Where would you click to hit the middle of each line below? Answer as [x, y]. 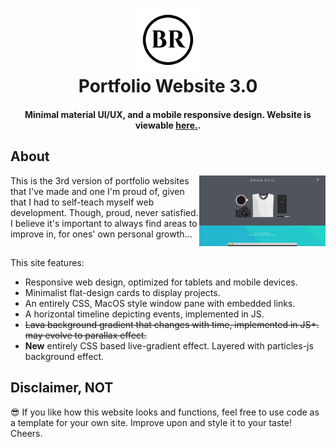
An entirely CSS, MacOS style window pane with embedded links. [160, 303]
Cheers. [26, 433]
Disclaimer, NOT [62, 388]
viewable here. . [168, 125]
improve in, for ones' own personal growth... [101, 234]
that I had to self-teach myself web [82, 202]
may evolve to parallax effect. [85, 335]
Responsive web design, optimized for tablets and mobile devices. [161, 282]
